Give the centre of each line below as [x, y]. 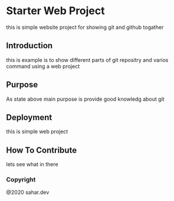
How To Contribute [42, 150]
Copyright [21, 180]
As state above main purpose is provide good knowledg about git [85, 99]
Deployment [29, 117]
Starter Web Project [55, 11]
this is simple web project [37, 131]
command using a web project [43, 66]
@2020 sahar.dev [28, 192]
